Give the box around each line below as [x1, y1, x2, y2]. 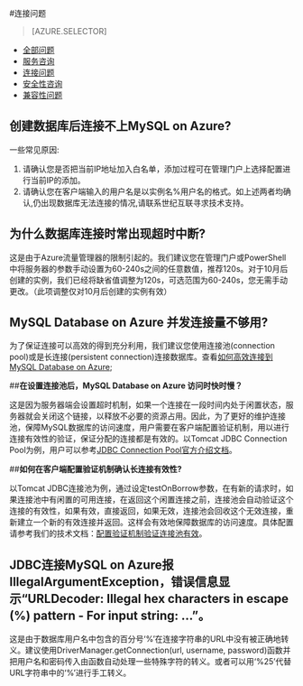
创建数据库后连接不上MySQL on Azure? [9, 118, 232, 134]
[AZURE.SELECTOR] [31, 26, 107, 36]
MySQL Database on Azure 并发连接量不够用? [9, 315, 269, 330]
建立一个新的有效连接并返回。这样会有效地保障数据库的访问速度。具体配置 [16, 517, 294, 528]
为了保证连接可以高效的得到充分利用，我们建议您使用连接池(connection [9, 340, 275, 351]
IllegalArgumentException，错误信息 [9, 574, 219, 589]
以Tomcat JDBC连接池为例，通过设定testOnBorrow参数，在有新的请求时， [9, 483, 286, 494]
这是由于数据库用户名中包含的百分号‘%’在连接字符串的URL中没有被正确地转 [9, 634, 289, 644]
